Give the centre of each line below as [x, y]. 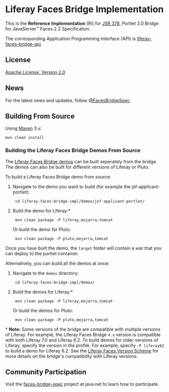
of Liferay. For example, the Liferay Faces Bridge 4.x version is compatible [83, 334]
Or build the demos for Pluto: [43, 310]
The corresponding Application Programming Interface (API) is [71, 39]
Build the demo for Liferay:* [42, 210]
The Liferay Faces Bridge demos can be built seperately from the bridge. [81, 161]
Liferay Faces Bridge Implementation [84, 9]
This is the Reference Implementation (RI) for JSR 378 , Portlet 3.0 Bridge [82, 23]
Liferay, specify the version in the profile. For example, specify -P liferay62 [85, 345]
